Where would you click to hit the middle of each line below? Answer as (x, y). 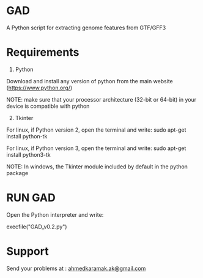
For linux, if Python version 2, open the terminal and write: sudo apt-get (96, 130)
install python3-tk (28, 154)
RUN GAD (31, 198)
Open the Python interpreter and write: (55, 214)
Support (28, 251)
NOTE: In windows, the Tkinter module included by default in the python (97, 167)
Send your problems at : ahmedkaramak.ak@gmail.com (76, 268)
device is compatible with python (48, 106)
